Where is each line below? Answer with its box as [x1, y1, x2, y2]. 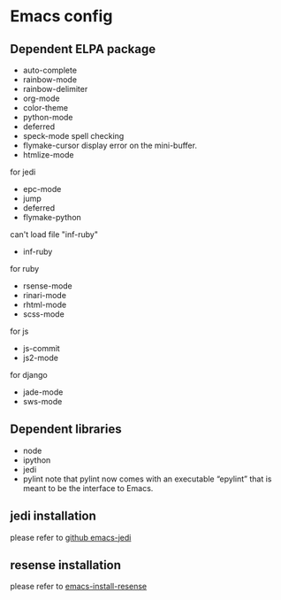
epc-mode [22, 184, 62, 194]
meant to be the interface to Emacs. [22, 482, 154, 493]
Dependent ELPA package [10, 42, 156, 57]
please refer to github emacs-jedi [10, 532, 132, 542]
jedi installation [10, 509, 96, 524]
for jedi [10, 166, 36, 177]
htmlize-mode [22, 150, 74, 160]
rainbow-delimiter [22, 84, 88, 94]
